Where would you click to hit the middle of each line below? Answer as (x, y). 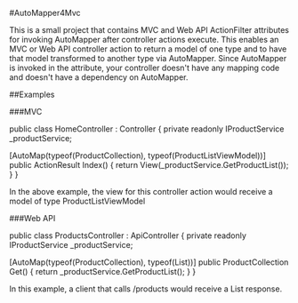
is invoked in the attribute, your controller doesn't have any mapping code (145, 68)
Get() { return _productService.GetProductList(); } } (103, 271)
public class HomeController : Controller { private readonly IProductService (147, 129)
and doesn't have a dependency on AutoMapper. (99, 77)
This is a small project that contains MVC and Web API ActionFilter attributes (149, 30)
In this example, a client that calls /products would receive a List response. (146, 289)
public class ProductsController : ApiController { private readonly (128, 235)
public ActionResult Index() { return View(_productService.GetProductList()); (149, 165)
